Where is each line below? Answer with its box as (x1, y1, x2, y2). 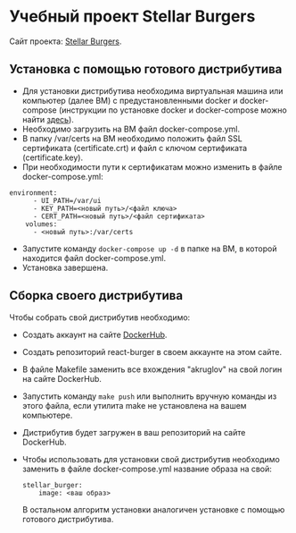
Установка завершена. (21, 262, 109, 273)
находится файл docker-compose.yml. (21, 252, 167, 263)
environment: (9, 188, 58, 198)
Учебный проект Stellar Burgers (9, 6, 256, 27)
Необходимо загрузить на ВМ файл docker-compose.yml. (21, 123, 241, 134)
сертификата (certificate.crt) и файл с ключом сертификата (21, 142, 248, 153)
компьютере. (21, 410, 73, 420)
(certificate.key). (21, 152, 83, 163)
